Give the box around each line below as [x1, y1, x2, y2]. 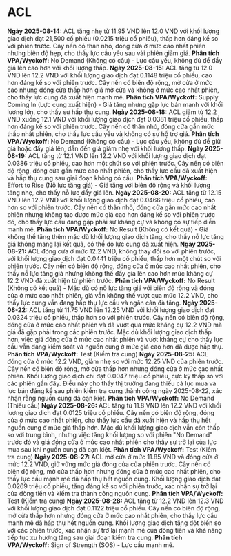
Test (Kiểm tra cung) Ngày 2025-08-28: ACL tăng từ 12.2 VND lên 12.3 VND [7, 497, 224, 505]
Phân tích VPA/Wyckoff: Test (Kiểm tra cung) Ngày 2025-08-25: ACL [7, 349, 209, 358]
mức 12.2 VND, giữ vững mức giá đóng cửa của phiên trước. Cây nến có [7, 460, 211, 468]
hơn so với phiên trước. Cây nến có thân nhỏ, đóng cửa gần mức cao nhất [7, 203, 217, 211]
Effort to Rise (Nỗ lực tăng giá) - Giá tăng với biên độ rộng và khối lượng [7, 181, 211, 189]
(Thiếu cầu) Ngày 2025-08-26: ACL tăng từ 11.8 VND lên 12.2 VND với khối [7, 401, 221, 410]
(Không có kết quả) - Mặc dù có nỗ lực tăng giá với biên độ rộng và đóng [7, 284, 214, 292]
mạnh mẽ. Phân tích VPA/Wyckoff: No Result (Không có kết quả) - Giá [7, 225, 209, 233]
